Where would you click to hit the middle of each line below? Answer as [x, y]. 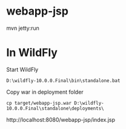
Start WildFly [22, 69]
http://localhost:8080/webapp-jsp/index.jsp [61, 119]
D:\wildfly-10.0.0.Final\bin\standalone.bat [63, 80]
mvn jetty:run [23, 28]
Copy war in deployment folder [45, 92]
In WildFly [32, 53]
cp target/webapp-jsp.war [39, 103]
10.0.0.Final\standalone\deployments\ [55, 108]
